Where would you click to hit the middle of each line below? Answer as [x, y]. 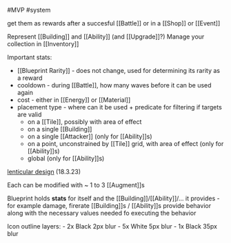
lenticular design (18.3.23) [44, 172]
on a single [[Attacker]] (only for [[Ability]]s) [90, 136]
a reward [30, 78]
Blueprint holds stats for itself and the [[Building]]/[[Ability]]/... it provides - [113, 198]
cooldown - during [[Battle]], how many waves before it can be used [114, 85]
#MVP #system [29, 10]
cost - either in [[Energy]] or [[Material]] [74, 100]
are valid [29, 114]
